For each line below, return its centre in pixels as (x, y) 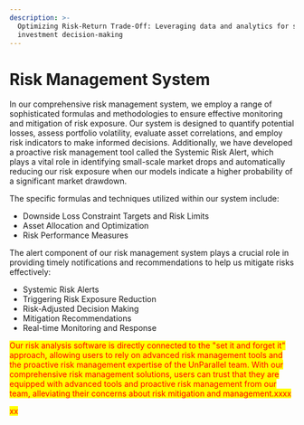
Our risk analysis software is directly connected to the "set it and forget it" (147, 345)
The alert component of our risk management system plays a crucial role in (149, 253)
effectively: (30, 272)
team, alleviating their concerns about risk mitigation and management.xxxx (151, 393)
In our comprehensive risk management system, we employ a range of (141, 104)
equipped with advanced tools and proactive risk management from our (143, 384)
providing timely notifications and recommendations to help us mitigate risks (152, 262)
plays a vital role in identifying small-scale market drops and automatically (147, 162)
